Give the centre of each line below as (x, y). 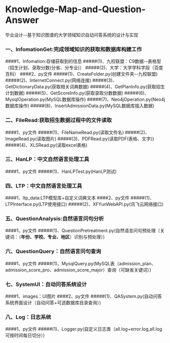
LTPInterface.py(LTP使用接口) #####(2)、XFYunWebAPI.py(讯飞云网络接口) (84, 204)
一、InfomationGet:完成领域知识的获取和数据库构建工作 (74, 49)
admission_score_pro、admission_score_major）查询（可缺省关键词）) (78, 270)
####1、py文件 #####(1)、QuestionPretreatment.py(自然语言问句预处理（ (83, 231)
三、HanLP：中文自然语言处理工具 (47, 160)
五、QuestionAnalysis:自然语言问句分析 (55, 219)
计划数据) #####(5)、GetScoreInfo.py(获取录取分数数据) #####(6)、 (77, 93)
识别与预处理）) (89, 237)
